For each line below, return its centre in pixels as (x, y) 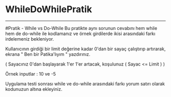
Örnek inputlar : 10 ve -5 (31, 74)
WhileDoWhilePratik (49, 9)
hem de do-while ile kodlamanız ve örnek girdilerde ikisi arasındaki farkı (80, 34)
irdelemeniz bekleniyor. (30, 39)
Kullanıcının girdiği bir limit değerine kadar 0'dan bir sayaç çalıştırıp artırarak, (85, 49)
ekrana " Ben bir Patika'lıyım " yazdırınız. (48, 54)
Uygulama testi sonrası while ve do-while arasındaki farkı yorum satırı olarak (85, 84)
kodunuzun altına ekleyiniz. (34, 89)
